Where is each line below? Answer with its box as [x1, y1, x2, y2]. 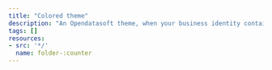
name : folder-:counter [15, 49, 92, 57]
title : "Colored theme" [8, 11, 89, 20]
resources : [8, 34, 45, 43]
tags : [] [8, 27, 38, 35]
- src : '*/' [8, 42, 49, 50]
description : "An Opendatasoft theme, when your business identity [8, 19, 241, 27]
